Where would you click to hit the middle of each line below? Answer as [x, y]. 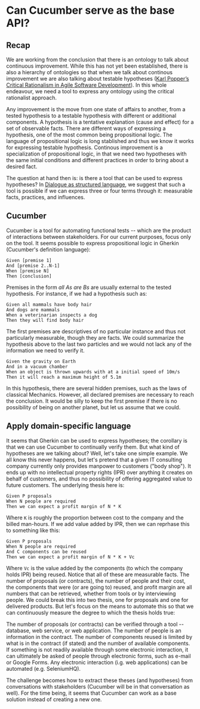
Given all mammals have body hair [49, 305]
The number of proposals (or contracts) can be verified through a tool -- [95, 624]
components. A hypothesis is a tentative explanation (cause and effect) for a [100, 122]
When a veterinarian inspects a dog [52, 315]
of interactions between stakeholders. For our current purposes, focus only [99, 236]
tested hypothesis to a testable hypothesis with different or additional [91, 115]
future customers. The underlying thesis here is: [65, 485]
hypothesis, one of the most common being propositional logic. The [90, 135]
